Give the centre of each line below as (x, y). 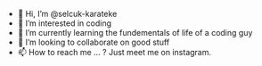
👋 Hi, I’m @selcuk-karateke (67, 14)
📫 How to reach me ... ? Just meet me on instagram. (115, 52)
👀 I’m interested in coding (65, 23)
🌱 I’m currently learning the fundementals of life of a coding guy (135, 33)
